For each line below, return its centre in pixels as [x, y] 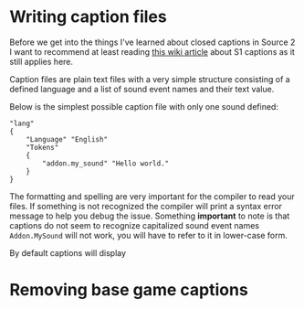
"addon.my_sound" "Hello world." [106, 163]
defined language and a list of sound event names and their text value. [142, 89]
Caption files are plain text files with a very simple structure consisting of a [150, 79]
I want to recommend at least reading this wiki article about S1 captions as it [152, 51]
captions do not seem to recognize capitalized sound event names [135, 225]
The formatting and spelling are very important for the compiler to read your [152, 196]
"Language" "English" [67, 139]
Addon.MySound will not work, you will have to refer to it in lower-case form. [148, 235]
